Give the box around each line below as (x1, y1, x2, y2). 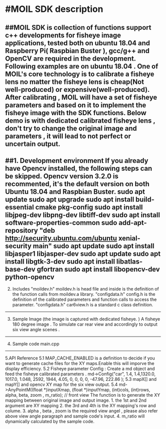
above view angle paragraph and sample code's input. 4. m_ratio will (5, 413, 145, 419)
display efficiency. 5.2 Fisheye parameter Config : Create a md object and (5, 366, 155, 372)
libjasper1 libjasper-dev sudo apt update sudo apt (5, 249, 161, 258)
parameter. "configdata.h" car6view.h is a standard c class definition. (12, 302, 153, 308)
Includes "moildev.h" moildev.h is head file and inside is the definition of (12, 286, 159, 292)
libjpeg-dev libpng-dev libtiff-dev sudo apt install (5, 211, 161, 219)
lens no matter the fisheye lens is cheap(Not (5, 77, 144, 86)
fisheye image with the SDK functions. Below (5, 108, 147, 117)
